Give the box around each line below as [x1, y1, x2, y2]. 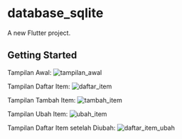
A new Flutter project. [7, 29, 71, 37]
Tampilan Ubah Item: [7, 109, 68, 118]
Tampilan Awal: [7, 68, 52, 76]
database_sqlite [7, 5, 104, 21]
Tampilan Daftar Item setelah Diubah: [7, 123, 116, 132]
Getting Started [7, 49, 77, 61]
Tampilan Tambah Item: [7, 96, 76, 104]
